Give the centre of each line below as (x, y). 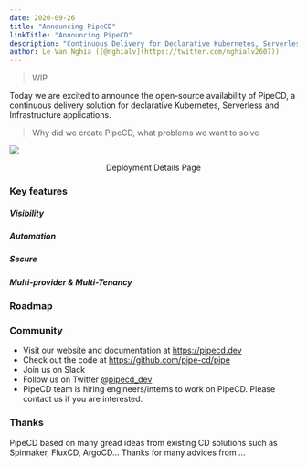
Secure (23, 259)
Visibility (26, 213)
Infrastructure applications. (60, 115)
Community (36, 331)
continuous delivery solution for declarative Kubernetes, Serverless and (144, 105)
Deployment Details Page (153, 168)
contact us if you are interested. (83, 399)
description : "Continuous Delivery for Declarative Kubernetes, (134, 43)
